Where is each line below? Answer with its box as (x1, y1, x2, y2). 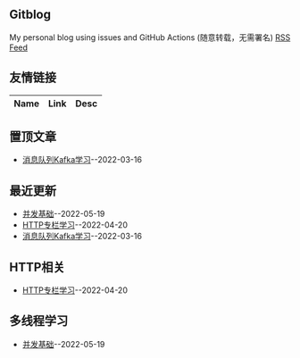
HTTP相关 (9, 259, 65, 275)
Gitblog (9, 7, 52, 22)
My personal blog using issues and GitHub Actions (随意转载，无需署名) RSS (9, 31, 291, 43)
